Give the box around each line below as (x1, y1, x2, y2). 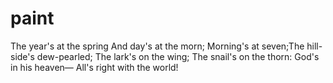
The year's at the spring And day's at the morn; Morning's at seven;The (10, 40, 305, 52)
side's (10, 50, 35, 62)
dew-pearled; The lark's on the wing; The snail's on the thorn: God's (36, 50, 320, 62)
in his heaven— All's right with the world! (10, 61, 179, 73)
